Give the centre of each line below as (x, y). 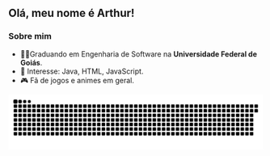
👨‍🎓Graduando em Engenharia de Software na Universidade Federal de (138, 54)
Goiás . (31, 62)
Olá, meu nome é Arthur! (72, 13)
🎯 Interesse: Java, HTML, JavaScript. (82, 71)
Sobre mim (30, 36)
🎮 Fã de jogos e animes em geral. (77, 80)
